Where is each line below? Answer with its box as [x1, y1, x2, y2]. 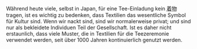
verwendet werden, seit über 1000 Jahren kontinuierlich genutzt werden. [6, 37, 182, 43]
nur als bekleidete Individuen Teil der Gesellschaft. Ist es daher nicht [6, 24, 172, 31]
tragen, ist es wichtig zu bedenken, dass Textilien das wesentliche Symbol [6, 12, 186, 19]
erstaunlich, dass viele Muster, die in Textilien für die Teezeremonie [6, 30, 169, 37]
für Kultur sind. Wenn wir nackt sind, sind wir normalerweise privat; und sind [6, 18, 191, 24]
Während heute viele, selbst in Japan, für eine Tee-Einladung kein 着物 [6, 5, 178, 12]
